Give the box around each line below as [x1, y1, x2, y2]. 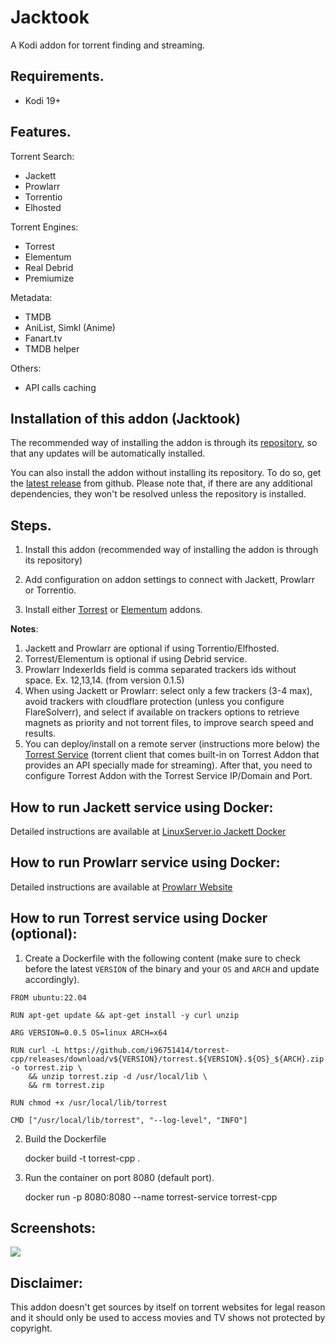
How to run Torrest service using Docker [10, 910, 268, 927]
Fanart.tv [24, 332, 63, 344]
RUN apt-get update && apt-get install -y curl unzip [10, 1010, 240, 1020]
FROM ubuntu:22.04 [10, 992, 87, 1003]
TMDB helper [24, 342, 80, 355]
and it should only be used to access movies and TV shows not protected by [10, 1312, 326, 1324]
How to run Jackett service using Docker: [10, 799, 274, 816]
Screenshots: [10, 1220, 97, 1237]
